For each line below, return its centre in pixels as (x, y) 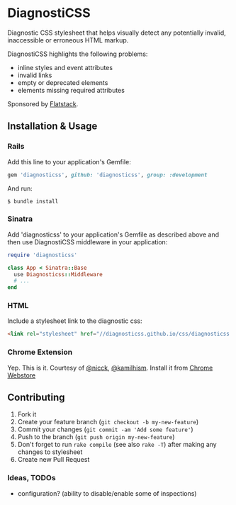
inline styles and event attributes (65, 67)
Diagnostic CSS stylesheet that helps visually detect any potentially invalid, (117, 33)
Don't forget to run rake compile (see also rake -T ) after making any (117, 445)
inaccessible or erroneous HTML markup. (68, 40)
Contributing (36, 398)
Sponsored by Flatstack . (43, 103)
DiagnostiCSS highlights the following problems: (78, 54)
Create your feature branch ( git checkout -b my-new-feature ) (108, 422)
